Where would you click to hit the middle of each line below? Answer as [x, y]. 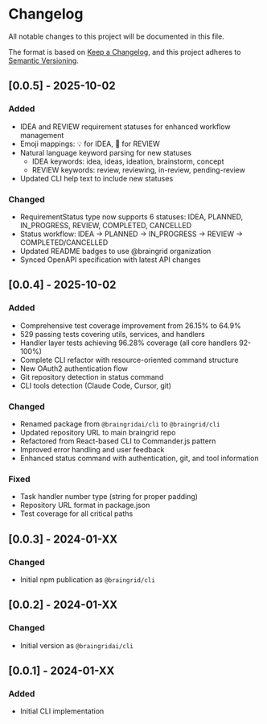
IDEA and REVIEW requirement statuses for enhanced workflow [125, 127]
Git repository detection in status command [92, 377]
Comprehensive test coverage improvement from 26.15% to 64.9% [130, 325]
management [42, 135]
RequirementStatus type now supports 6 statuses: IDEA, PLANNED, [131, 216]
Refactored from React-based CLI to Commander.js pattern [118, 441]
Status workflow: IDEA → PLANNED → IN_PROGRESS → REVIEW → [131, 234]
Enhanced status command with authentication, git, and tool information [139, 458]
